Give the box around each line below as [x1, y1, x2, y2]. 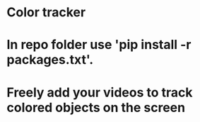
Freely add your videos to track [6, 84, 193, 100]
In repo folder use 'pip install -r [6, 37, 192, 53]
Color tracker [6, 4, 86, 21]
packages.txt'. [6, 52, 94, 68]
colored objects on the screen [6, 99, 185, 116]
